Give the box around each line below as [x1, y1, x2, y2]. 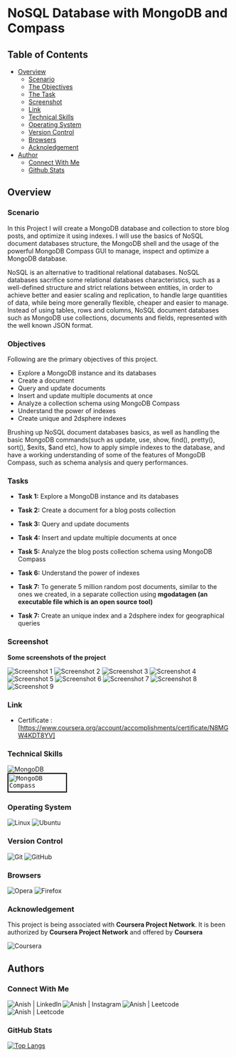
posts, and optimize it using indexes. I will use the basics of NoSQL [7, 231, 204, 240]
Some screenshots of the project [7, 653, 107, 662]
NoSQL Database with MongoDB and [7, 5, 228, 21]
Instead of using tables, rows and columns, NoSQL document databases [7, 306, 219, 314]
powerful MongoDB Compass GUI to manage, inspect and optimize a [7, 246, 210, 255]
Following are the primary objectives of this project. [7, 355, 159, 363]
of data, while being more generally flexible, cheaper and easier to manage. [7, 298, 229, 307]
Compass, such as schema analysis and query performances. [7, 458, 188, 467]
